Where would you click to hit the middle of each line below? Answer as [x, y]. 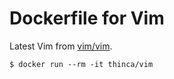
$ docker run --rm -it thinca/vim [81, 64]
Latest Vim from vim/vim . [61, 46]
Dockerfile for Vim [87, 18]
